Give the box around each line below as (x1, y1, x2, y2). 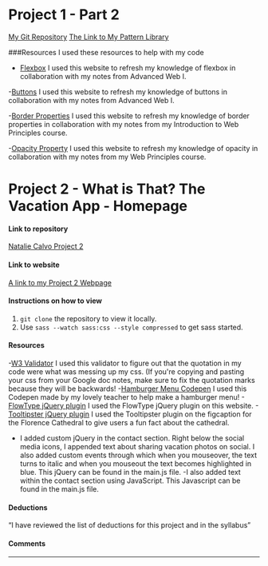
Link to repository (8, 224, 69, 233)
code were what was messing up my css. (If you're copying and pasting (8, 366, 245, 377)
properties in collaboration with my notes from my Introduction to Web (8, 119, 239, 129)
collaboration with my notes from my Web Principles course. (8, 152, 207, 161)
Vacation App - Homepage (8, 197, 188, 215)
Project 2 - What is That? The (8, 180, 206, 198)
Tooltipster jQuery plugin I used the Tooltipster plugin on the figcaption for (8, 409, 253, 419)
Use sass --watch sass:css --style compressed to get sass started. (19, 322, 243, 332)
